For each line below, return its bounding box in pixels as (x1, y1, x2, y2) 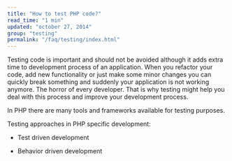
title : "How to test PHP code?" (7, 10, 101, 17)
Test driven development (17, 134, 89, 142)
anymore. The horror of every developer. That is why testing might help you (7, 85, 225, 94)
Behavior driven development (17, 147, 103, 155)
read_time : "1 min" (7, 17, 64, 24)
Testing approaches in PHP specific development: (7, 120, 152, 128)
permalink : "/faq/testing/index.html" (7, 36, 120, 43)
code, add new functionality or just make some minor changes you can (7, 71, 212, 79)
